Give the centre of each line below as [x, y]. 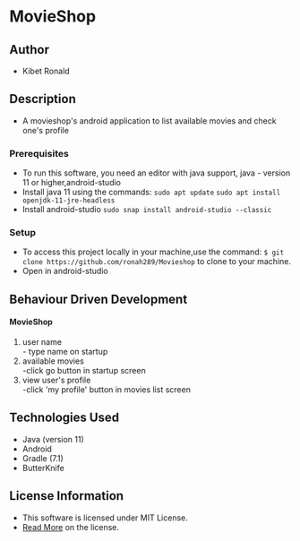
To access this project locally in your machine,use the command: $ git [153, 252]
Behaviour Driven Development [99, 299]
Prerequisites [39, 153]
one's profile [46, 130]
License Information [66, 496]
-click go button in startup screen [84, 370]
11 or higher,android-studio [71, 183]
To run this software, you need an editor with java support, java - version [156, 173]
